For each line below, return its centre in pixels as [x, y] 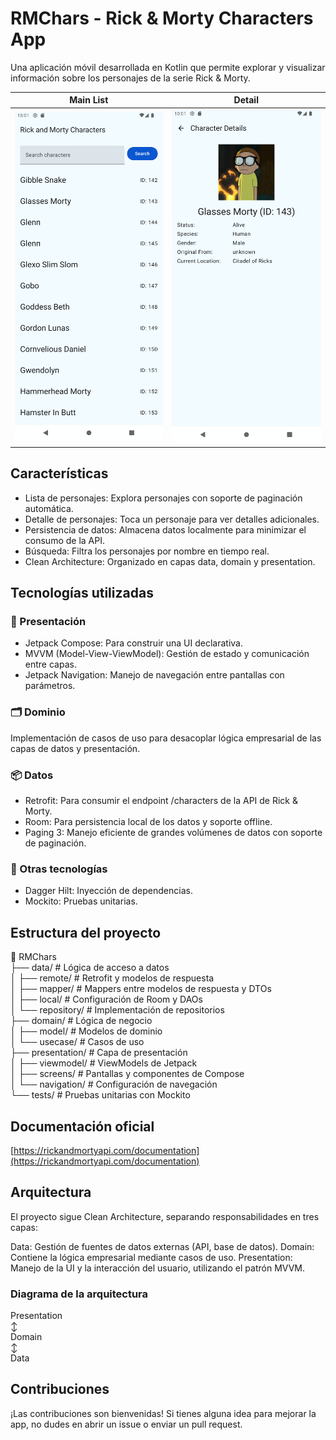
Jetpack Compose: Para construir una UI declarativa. [133, 643]
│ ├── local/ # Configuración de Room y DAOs [106, 999]
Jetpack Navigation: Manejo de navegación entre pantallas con [154, 675]
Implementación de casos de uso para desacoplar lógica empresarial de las [166, 738]
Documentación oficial [82, 1126]
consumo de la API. [64, 540]
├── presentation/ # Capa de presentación [99, 1053]
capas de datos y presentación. [75, 748]
